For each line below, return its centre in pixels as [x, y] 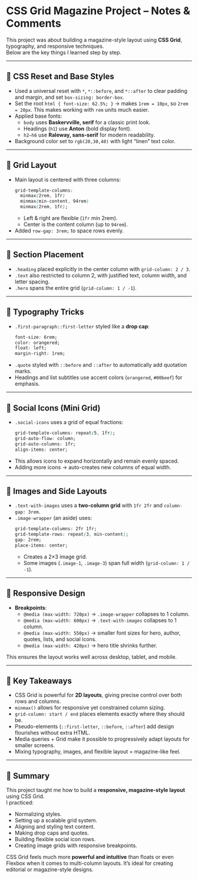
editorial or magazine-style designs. [50, 870]
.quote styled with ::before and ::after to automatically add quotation [101, 365]
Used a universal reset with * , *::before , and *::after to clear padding [101, 91]
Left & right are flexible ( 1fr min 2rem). [70, 218]
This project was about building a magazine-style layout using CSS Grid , [94, 40]
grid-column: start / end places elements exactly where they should [100, 714]
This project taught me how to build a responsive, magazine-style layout [96, 790]
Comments [34, 23]
